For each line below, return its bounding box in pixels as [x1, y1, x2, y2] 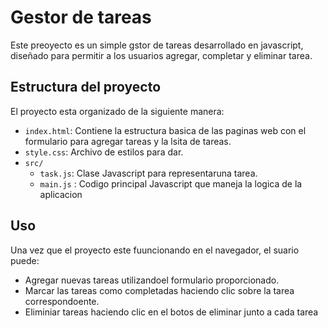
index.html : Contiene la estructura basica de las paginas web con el [24, 124, 307, 136]
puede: [10, 254, 40, 266]
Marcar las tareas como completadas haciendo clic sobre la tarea [24, 284, 295, 296]
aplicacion [39, 188, 83, 200]
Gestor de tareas [10, 6, 152, 29]
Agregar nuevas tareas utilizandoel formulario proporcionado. [24, 274, 280, 286]
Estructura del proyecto [10, 79, 162, 96]
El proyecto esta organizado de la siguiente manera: [10, 105, 225, 117]
